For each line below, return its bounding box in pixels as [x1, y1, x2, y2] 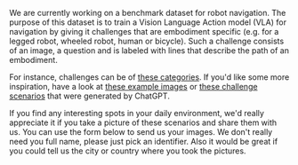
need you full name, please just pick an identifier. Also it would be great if [9, 137, 278, 146]
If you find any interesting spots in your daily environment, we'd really [9, 108, 265, 118]
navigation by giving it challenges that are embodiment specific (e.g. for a [9, 27, 279, 36]
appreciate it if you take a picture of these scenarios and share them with [9, 117, 278, 128]
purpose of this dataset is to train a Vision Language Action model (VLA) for [9, 17, 287, 27]
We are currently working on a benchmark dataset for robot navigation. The [9, 8, 286, 18]
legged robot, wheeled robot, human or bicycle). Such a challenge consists [9, 35, 285, 46]
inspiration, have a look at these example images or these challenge [9, 82, 258, 91]
